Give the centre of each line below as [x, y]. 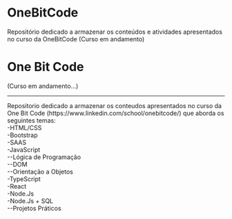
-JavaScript [24, 149]
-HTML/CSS [25, 127]
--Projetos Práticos [34, 208]
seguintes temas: [32, 120]
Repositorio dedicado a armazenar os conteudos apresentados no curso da [115, 105]
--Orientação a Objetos [40, 171]
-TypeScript [24, 179]
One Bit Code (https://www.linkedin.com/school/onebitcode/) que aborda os [116, 113]
